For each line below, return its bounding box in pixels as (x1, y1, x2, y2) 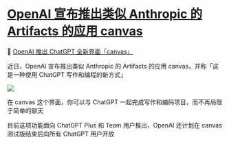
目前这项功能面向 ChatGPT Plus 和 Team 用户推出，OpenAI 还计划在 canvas (7, 121, 222, 129)
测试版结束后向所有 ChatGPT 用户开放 (7, 130, 115, 138)
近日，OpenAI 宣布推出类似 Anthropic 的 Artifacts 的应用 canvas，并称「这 (7, 62, 219, 70)
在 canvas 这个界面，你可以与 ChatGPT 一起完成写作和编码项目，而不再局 (7, 97, 217, 106)
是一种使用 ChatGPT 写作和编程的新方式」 (7, 70, 127, 79)
